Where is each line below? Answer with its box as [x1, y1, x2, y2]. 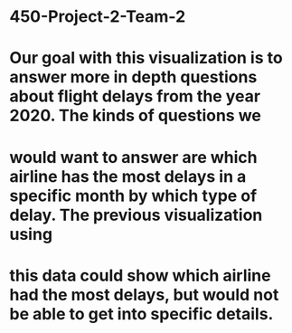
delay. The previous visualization [9, 205, 263, 225]
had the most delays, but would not [9, 284, 279, 305]
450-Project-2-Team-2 [9, 6, 186, 27]
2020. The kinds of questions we [9, 106, 262, 126]
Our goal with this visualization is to [9, 48, 283, 69]
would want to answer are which [9, 147, 258, 167]
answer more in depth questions [9, 67, 258, 88]
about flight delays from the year [9, 86, 260, 107]
